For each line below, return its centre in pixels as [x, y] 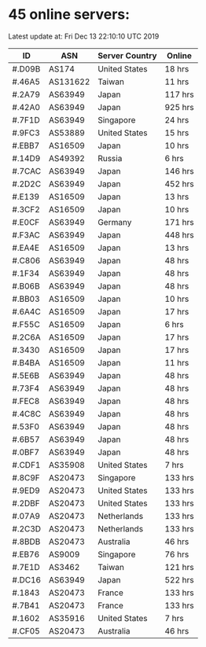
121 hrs [179, 567]
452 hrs [179, 184]
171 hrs [179, 222]
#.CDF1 [26, 465]
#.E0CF [26, 222]
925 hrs [179, 107]
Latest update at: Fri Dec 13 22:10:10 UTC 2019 [84, 36]
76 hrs [177, 554]
